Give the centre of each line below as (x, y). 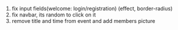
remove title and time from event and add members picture (83, 21)
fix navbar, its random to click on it (54, 15)
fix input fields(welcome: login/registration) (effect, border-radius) (92, 9)
